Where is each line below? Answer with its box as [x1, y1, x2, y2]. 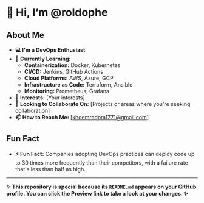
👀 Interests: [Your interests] [15, 94, 85, 101]
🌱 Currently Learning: [15, 55, 71, 62]
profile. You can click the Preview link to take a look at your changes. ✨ [6, 190, 189, 197]
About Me [6, 30, 44, 40]
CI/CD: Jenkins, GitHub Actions [24, 68, 103, 75]
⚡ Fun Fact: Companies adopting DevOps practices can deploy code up [15, 150, 195, 157]
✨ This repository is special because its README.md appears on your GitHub [6, 183, 197, 190]
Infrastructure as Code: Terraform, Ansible [24, 81, 133, 88]
